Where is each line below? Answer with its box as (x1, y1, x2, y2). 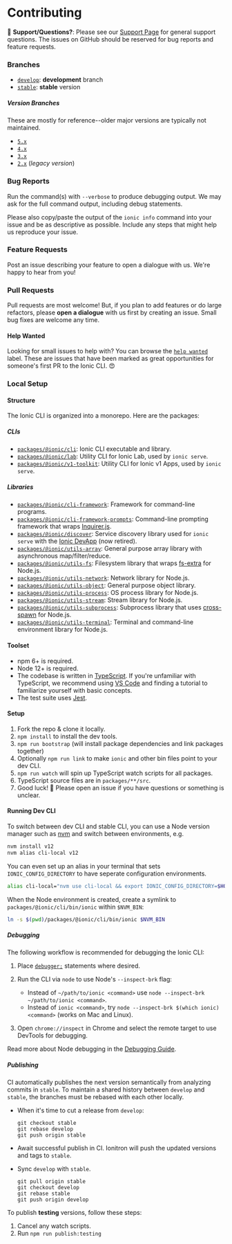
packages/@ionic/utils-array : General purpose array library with (17, 544, 202, 553)
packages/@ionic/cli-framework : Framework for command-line (17, 500, 195, 508)
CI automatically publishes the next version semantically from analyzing (7, 1078, 211, 1087)
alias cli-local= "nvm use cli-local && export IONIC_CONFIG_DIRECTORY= (7, 882, 217, 889)
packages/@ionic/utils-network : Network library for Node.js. (17, 574, 190, 583)
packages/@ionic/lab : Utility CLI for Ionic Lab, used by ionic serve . (17, 452, 209, 461)
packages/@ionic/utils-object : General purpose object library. (17, 581, 196, 589)
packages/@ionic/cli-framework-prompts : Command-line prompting (17, 515, 209, 524)
